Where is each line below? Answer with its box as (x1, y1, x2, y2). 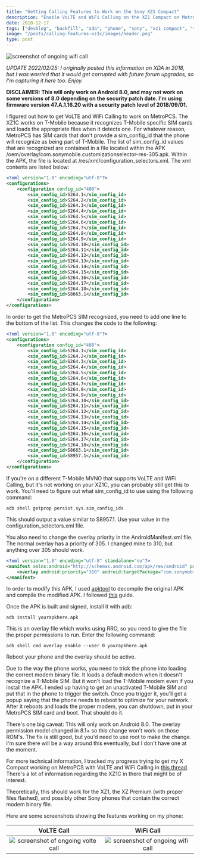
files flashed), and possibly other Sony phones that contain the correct (6, 794, 180, 802)
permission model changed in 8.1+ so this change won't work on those (6, 727, 179, 734)
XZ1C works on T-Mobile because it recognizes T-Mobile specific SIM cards (6, 119, 193, 126)
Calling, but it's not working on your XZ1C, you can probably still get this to (6, 481, 189, 488)
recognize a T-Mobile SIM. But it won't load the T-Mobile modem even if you (6, 678, 193, 685)
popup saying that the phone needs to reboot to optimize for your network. (6, 697, 190, 704)
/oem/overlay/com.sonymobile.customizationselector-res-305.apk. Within (6, 151, 187, 158)
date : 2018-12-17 (6, 20, 49, 26)
